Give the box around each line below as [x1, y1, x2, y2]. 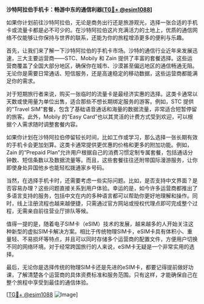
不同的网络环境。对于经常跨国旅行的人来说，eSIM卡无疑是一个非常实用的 [6, 243, 189, 250]
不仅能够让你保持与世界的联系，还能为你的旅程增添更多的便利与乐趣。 [11, 34, 187, 41]
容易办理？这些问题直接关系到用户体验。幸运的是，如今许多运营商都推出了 [11, 185, 198, 192]
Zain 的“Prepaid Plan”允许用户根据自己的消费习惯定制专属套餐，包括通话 [6, 149, 188, 156]
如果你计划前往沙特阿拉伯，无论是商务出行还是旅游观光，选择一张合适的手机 [6, 19, 198, 26]
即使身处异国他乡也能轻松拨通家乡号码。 [6, 164, 107, 171]
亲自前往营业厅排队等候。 [27, 207, 92, 215]
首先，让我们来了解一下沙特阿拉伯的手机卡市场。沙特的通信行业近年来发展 [6, 47, 192, 54]
